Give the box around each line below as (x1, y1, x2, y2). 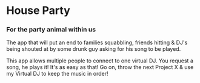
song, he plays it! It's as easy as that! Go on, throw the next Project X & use (6, 64, 194, 71)
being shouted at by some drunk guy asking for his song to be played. (6, 45, 181, 53)
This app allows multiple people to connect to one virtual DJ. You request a (6, 57, 194, 64)
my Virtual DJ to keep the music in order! (6, 70, 108, 78)
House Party (6, 4, 71, 18)
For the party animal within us (6, 25, 96, 34)
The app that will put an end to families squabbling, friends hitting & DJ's (6, 39, 188, 46)
